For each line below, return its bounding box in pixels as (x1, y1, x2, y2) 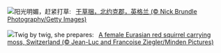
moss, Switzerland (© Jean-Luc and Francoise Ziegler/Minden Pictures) (7, 38, 214, 46)
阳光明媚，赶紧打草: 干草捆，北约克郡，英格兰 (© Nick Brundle (14, 8, 197, 15)
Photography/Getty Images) (7, 15, 87, 23)
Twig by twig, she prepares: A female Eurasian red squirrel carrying (14, 31, 211, 39)
